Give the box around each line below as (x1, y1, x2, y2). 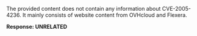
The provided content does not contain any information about (6, 5, 161, 12)
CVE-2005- (162, 5, 191, 12)
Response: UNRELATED (6, 23, 68, 30)
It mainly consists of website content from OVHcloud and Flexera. (22, 11, 187, 19)
